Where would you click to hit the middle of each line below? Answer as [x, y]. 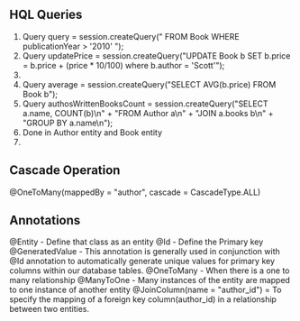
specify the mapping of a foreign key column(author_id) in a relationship [143, 299]
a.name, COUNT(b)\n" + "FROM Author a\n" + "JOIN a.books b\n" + [148, 113]
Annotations [45, 220]
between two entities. [50, 309]
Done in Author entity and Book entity [92, 132]
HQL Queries [46, 15]
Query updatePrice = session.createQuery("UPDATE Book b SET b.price [156, 55]
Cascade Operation [65, 170]
